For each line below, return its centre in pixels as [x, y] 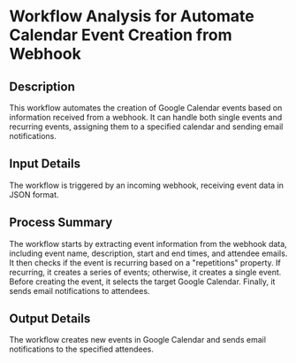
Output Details [50, 319]
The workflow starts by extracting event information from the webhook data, [148, 243]
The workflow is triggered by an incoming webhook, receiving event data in [147, 185]
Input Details [45, 164]
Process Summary [61, 223]
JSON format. [34, 194]
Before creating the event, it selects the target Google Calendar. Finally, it [142, 282]
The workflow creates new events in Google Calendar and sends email [138, 340]
